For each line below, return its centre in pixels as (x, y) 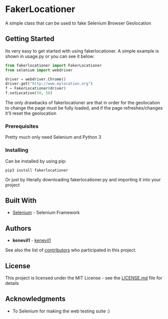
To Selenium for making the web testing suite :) (61, 311)
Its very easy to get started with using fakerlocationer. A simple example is (82, 51)
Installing (17, 150)
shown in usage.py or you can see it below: (50, 56)
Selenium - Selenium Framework (46, 213)
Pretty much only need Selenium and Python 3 (53, 137)
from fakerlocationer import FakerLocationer (53, 65)
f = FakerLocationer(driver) (36, 89)
